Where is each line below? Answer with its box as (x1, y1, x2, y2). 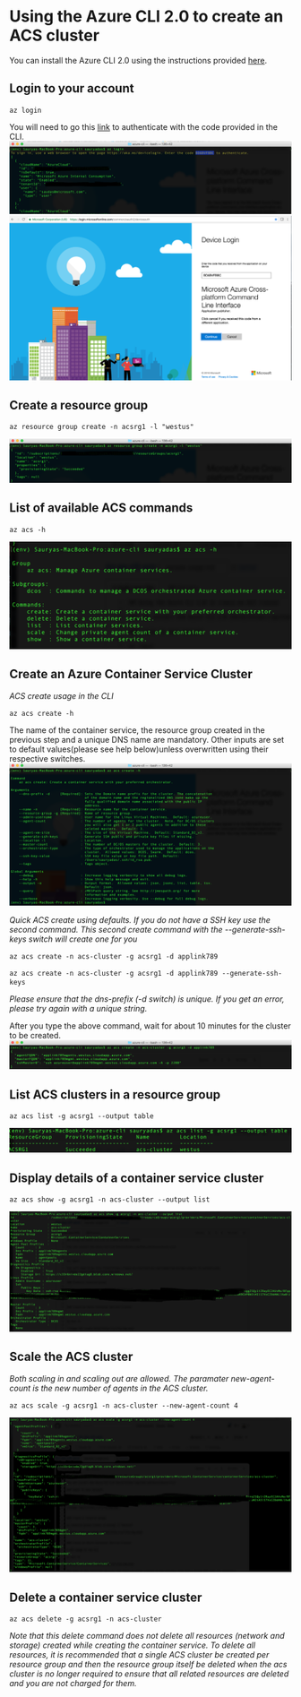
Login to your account (9, 81, 134, 96)
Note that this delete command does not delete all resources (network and (9, 1631, 285, 1641)
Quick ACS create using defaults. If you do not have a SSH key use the (9, 914, 271, 925)
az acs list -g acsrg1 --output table (9, 1112, 154, 1121)
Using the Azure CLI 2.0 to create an (9, 6, 284, 27)
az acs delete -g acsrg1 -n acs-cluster (9, 1615, 163, 1624)
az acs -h (9, 525, 47, 534)
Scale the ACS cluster (9, 1349, 133, 1365)
